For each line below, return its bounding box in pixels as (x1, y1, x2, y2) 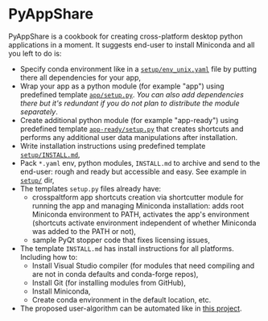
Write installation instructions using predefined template (19, 141, 206, 150)
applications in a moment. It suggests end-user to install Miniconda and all (8, 39, 255, 49)
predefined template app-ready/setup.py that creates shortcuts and (19, 124, 244, 134)
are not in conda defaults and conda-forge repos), (31, 269, 199, 278)
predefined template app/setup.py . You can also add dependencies (19, 89, 244, 99)
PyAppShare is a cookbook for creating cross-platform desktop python (8, 31, 243, 41)
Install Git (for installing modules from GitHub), (31, 278, 187, 287)
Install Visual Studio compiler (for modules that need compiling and (31, 261, 255, 270)
